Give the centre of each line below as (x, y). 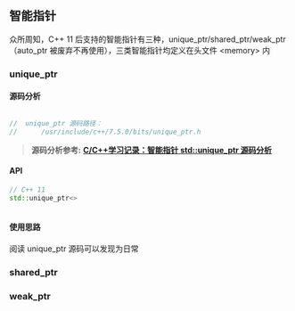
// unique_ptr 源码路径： (56, 123)
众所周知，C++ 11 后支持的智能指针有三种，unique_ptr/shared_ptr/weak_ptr (148, 39)
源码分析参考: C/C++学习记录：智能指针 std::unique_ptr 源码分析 (152, 150)
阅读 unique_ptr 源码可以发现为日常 (74, 249)
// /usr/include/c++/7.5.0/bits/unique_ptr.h (105, 132)
